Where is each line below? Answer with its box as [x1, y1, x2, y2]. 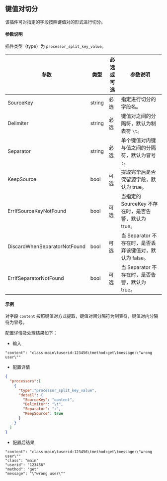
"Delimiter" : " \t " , [23, 402, 64, 407]
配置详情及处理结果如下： [5, 330, 58, 336]
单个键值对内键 [121, 137, 156, 144]
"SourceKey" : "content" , [23, 397, 75, 402]
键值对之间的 [121, 113, 151, 120]
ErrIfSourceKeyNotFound [7, 208, 67, 215]
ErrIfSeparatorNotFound [7, 275, 64, 282]
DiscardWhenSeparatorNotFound [7, 243, 86, 250]
